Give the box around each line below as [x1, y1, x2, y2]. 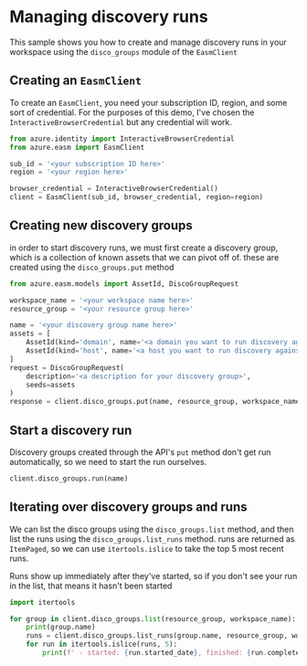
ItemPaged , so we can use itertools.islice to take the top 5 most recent [9, 543, 284, 554]
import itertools [9, 597, 76, 607]
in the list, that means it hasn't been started [9, 580, 173, 591]
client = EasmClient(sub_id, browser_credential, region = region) [9, 193, 263, 202]
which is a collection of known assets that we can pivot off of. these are [9, 251, 280, 262]
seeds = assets [26, 380, 76, 389]
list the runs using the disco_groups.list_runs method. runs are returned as [9, 533, 295, 544]
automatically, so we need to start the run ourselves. [9, 457, 207, 467]
